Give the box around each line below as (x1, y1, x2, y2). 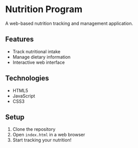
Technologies (5, 74, 50, 83)
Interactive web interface (12, 59, 65, 65)
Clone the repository (12, 126, 56, 132)
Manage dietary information (12, 54, 71, 60)
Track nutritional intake (12, 48, 61, 54)
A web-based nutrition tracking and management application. (5, 20, 133, 26)
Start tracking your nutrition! (12, 137, 72, 143)
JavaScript (12, 93, 35, 99)
